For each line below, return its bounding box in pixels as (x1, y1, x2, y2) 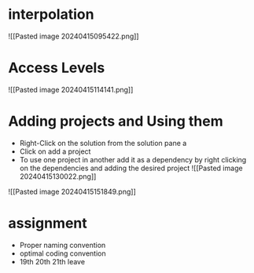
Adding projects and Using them (8, 112, 224, 130)
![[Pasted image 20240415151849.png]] (8, 187, 136, 196)
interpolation (8, 5, 94, 24)
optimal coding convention (19, 249, 106, 258)
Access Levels (8, 59, 105, 77)
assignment (8, 214, 88, 232)
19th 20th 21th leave (19, 257, 85, 266)
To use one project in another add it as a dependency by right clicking (19, 155, 247, 164)
